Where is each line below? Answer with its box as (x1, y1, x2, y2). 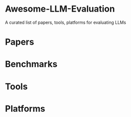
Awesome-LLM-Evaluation (5, 3, 115, 15)
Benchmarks (5, 59, 58, 70)
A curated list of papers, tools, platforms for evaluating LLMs (5, 19, 126, 25)
